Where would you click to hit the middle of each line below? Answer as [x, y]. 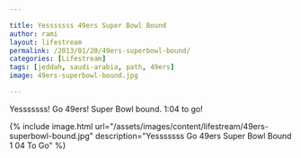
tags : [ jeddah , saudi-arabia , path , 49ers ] [92, 67]
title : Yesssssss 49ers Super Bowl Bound [88, 25]
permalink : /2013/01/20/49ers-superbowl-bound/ [100, 50]
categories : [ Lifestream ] [58, 59]
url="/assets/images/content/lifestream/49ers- [182, 126]
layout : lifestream [46, 42]
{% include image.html [51, 126]
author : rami [34, 34]
